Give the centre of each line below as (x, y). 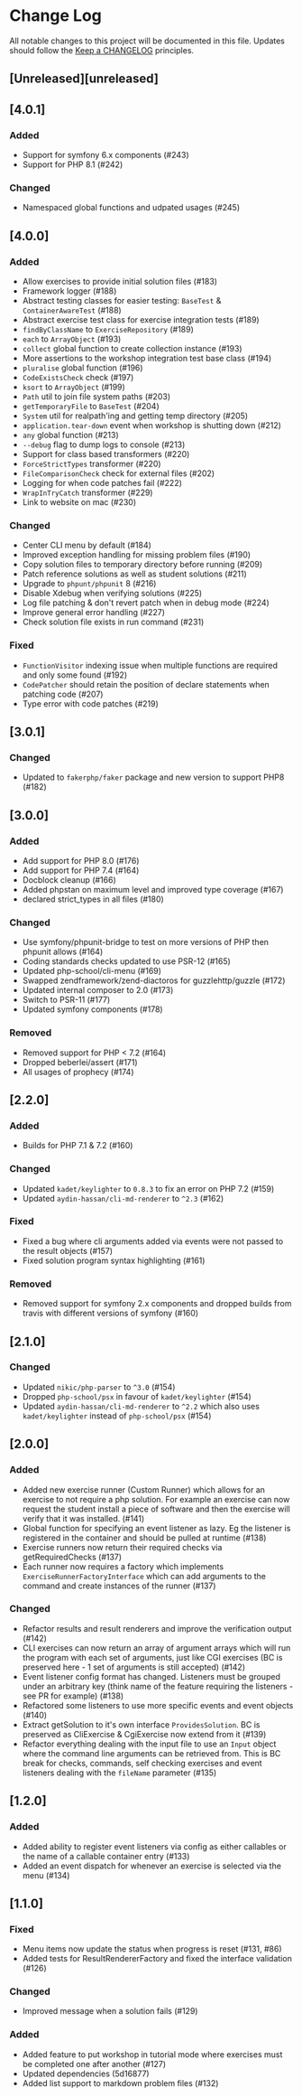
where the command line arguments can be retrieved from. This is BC (151, 1753)
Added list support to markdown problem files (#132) (120, 2083)
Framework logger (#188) (69, 291)
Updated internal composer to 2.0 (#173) (98, 990)
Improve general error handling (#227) (93, 613)
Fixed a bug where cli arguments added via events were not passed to (153, 1241)
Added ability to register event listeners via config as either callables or (154, 1846)
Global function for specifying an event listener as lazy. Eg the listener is (156, 1528)
